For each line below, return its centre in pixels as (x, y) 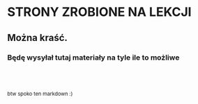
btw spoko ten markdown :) (40, 94)
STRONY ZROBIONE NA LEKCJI (99, 12)
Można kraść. (38, 38)
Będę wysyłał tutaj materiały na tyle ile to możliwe (93, 58)
